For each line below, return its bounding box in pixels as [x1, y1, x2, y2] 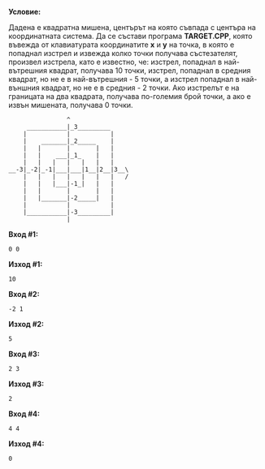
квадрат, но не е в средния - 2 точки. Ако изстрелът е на [41, 83, 240, 93]
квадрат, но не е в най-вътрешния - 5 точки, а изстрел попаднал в [8, 75, 240, 84]
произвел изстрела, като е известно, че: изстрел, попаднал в [8, 57, 222, 67]
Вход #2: [8, 290, 40, 299]
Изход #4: [8, 439, 45, 449]
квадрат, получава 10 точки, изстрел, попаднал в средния [48, 66, 251, 75]
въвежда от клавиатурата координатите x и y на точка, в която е [8, 40, 235, 49]
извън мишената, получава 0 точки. [8, 101, 133, 110]
